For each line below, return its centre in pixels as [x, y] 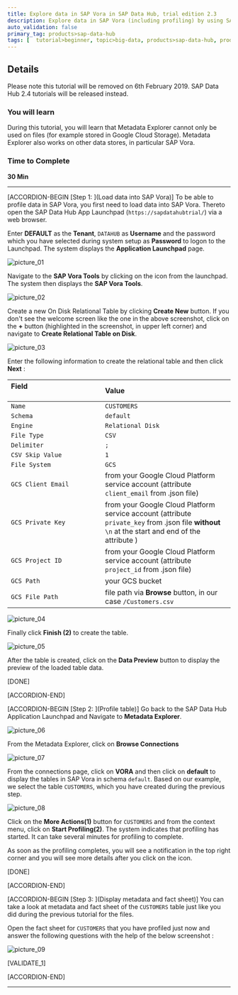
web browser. [27, 219]
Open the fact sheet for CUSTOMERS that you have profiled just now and [109, 928]
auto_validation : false [42, 27]
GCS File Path [35, 597]
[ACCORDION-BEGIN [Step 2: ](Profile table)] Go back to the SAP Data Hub [117, 709]
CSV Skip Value [36, 455]
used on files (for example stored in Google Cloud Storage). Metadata [109, 135]
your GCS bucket [134, 581]
